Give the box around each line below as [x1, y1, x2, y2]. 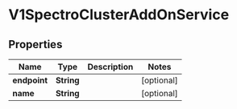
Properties [8, 38, 63, 51]
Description [87, 62, 134, 72]
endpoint [12, 75, 48, 86]
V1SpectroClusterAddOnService [8, 6, 230, 24]
